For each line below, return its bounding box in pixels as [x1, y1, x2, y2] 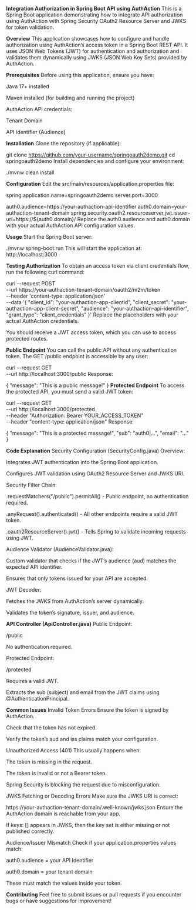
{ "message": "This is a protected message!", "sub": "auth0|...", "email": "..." [6, 429, 189, 436]
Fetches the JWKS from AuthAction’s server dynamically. [6, 598, 144, 605]
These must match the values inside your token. [6, 879, 122, 886]
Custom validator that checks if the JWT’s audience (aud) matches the [6, 557, 177, 564]
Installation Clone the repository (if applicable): [6, 140, 121, 146]
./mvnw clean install [6, 169, 55, 176]
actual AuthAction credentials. [6, 318, 79, 324]
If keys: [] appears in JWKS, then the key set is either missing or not [6, 822, 170, 828]
